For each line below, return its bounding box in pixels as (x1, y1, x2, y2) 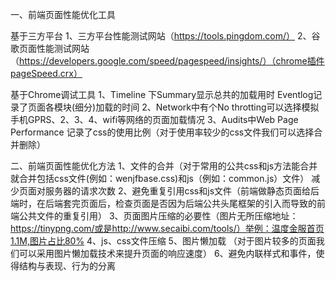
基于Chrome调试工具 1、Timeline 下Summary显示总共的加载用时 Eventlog (10, 89, 314, 100)
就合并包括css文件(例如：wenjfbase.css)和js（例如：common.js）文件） (10, 173, 310, 184)
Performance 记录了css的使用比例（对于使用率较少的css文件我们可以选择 (10, 126, 315, 138)
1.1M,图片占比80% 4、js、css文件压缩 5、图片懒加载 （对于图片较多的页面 (10, 235, 317, 247)
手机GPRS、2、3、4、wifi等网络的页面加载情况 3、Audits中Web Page (10, 114, 299, 125)
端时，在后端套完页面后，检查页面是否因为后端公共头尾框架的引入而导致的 (10, 198, 317, 209)
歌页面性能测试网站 (10, 43, 90, 54)
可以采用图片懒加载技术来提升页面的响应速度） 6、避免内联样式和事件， (18, 248, 317, 259)
